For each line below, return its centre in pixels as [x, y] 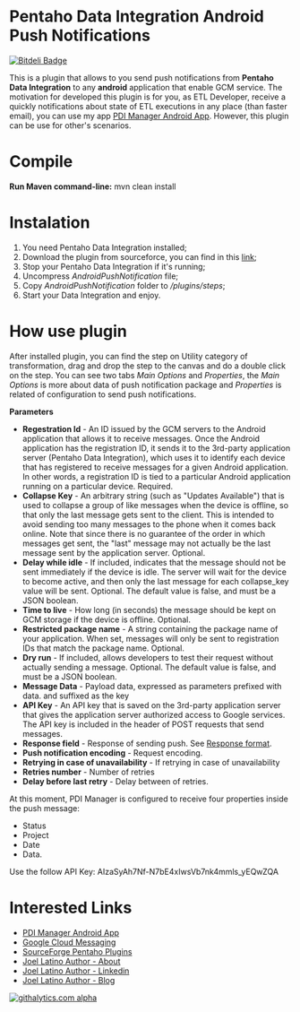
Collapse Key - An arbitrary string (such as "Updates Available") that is [153, 496]
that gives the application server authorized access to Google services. [154, 714]
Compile [41, 162]
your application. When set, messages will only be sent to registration [150, 638]
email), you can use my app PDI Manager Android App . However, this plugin [149, 116]
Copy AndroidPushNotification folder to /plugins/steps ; [124, 285]
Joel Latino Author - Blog [69, 980]
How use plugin [68, 331]
